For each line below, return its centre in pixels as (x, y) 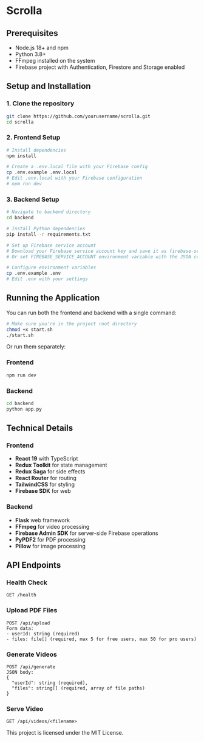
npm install (21, 156)
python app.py (24, 409)
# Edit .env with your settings (47, 279)
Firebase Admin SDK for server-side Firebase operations (87, 533)
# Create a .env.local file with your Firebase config (77, 167)
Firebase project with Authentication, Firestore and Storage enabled (100, 67)
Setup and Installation (49, 86)
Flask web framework (42, 520)
